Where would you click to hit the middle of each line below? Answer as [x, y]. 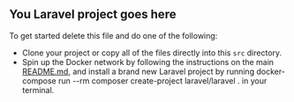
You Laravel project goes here [93, 15]
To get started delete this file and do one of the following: [113, 35]
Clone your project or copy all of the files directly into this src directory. [152, 53]
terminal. [38, 90]
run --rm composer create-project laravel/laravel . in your [162, 80]
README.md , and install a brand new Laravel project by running [138, 71]
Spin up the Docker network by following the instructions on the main [148, 62]
